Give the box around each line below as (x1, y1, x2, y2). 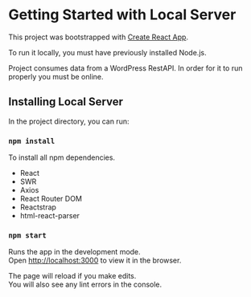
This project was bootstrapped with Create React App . (8, 32, 189, 42)
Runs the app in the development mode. (8, 247, 141, 257)
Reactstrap (19, 202, 56, 212)
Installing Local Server (8, 95, 123, 109)
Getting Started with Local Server (8, 6, 237, 24)
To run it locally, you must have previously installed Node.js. (8, 47, 207, 57)
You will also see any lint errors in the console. (8, 279, 163, 290)
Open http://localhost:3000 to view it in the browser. (8, 255, 182, 266)
